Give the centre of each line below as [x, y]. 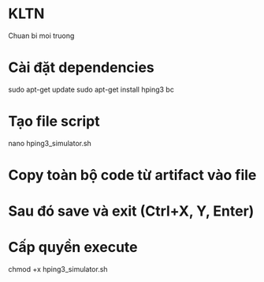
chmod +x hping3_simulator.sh [58, 269]
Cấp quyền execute [73, 248]
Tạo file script [54, 121]
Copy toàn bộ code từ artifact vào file [132, 175]
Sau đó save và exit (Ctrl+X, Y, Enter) [131, 211]
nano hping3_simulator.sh [50, 143]
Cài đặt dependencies [82, 68]
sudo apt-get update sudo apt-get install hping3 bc [91, 89]
